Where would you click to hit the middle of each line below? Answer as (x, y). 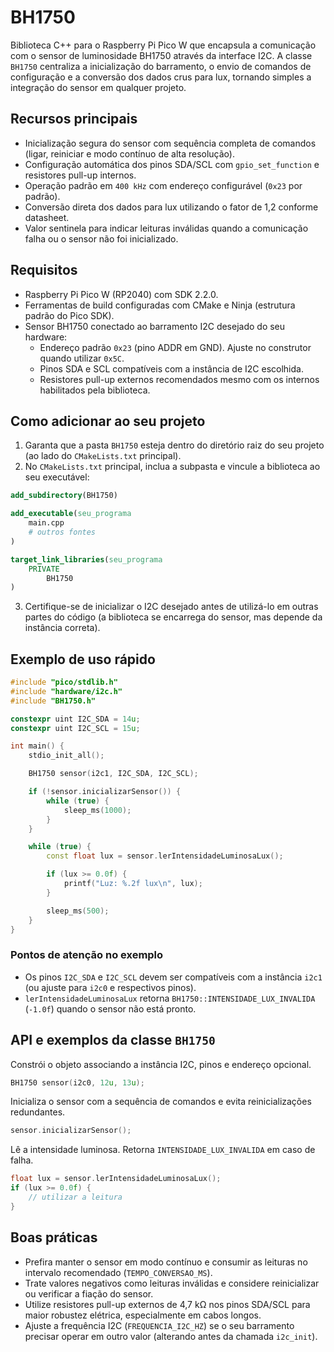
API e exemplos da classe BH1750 (113, 1040)
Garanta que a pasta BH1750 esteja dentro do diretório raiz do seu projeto (174, 445)
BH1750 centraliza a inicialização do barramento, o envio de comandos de (161, 66)
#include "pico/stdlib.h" (64, 682)
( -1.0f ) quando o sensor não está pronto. (110, 1008)
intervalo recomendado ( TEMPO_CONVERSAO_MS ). (118, 1272)
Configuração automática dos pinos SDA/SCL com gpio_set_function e (172, 164)
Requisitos (44, 270)
